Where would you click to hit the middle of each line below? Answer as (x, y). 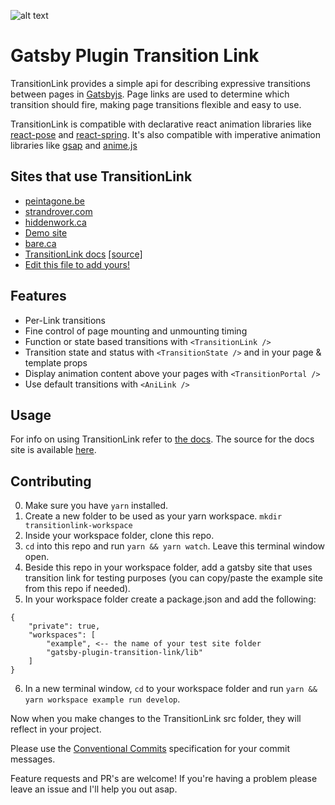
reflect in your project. (56, 729)
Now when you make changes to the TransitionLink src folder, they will (156, 719)
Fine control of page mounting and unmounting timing (136, 331)
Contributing (51, 481)
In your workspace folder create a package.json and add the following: (170, 599)
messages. (33, 759)
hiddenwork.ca (55, 222)
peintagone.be (54, 201)
